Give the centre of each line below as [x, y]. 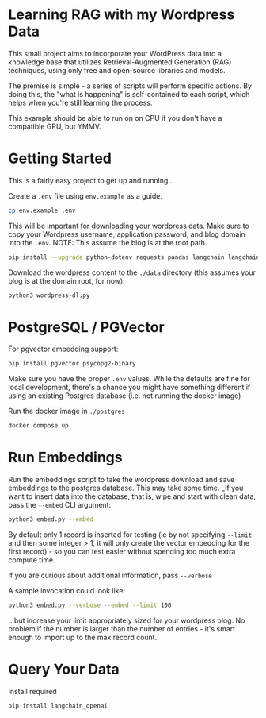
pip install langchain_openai [58, 706]
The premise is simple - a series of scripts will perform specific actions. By [130, 86]
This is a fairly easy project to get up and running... [91, 180]
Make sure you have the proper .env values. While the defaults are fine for [129, 379]
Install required [32, 691]
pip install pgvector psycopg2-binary [72, 364]
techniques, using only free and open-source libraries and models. [117, 70]
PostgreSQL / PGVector [86, 327]
